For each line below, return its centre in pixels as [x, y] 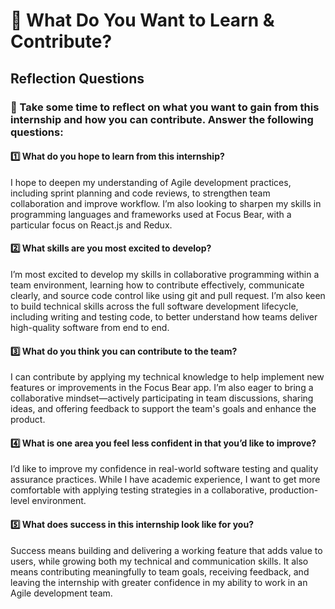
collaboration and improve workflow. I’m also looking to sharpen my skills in [166, 203]
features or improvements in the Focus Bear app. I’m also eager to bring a [162, 388]
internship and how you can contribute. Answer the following [162, 119]
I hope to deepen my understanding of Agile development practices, [151, 182]
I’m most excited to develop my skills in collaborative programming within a [165, 274]
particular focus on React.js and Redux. [91, 225]
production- [294, 490]
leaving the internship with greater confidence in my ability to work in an [159, 582]
